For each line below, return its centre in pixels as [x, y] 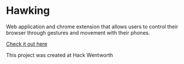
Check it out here [27, 44]
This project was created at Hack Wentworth [60, 55]
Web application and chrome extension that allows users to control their [92, 27]
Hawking [28, 11]
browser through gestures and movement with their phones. [78, 32]
